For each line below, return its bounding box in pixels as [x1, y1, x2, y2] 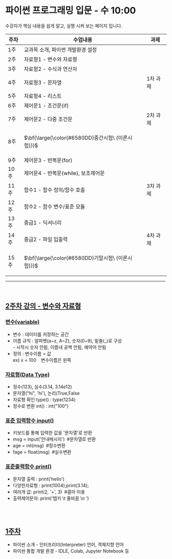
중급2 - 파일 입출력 [24, 236, 68, 243]
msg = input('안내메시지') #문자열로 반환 [12, 436, 96, 442]
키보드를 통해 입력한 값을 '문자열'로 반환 [12, 430, 92, 436]
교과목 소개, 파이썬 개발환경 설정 [24, 46, 97, 53]
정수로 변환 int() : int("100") [12, 403, 69, 409]
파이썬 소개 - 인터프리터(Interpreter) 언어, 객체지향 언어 [12, 542, 124, 548]
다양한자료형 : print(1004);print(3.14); [12, 482, 89, 489]
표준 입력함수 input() [5, 417, 54, 424]
